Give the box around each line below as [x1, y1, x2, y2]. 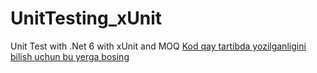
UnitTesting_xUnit [10, 7, 162, 30]
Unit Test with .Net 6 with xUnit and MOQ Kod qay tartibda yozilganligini [10, 40, 307, 52]
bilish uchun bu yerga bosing [10, 50, 130, 62]
